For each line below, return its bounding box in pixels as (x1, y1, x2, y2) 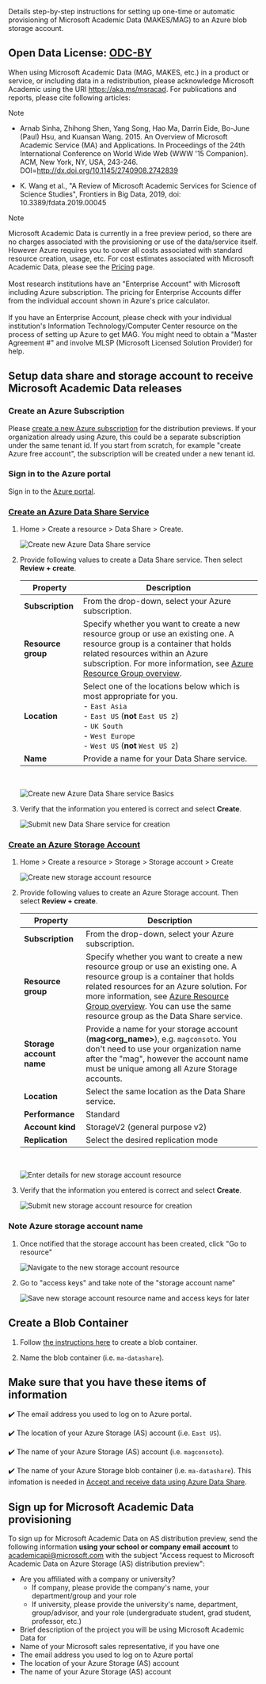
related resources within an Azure (82, 648, 208, 659)
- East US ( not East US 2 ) (82, 711, 179, 722)
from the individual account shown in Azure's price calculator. (8, 296, 210, 305)
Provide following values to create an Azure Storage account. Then (19, 888, 239, 898)
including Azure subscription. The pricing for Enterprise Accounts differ (8, 287, 241, 296)
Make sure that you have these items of (8, 1375, 207, 1389)
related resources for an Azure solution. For (85, 981, 248, 992)
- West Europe (82, 731, 136, 742)
